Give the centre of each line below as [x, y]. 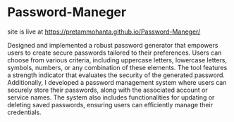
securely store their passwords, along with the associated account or [107, 90]
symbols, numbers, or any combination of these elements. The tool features [117, 67]
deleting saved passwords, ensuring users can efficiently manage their [110, 104]
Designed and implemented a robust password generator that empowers [113, 45]
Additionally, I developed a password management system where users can [117, 82]
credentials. [24, 112]
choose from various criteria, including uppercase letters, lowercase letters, [117, 60]
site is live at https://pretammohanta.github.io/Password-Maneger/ [104, 32]
